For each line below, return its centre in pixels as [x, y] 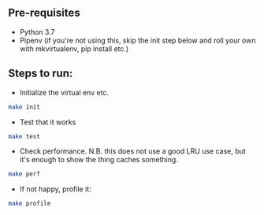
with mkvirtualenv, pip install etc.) [74, 48]
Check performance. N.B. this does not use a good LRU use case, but [132, 151]
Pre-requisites [44, 13]
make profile [30, 204]
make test [24, 136]
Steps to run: [41, 74]
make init [24, 107]
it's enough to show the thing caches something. [99, 160]
